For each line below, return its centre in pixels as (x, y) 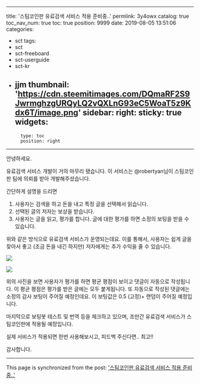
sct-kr (22, 66)
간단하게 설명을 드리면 (32, 191)
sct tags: (26, 41)
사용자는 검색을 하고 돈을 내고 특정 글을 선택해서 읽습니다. (82, 204)
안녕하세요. (19, 158)
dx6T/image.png (46, 113)
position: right (40, 141)
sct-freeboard (32, 53)
